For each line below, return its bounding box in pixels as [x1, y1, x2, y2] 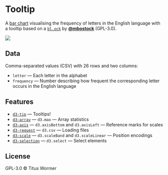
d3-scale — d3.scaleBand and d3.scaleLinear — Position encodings [12, 132, 153, 138]
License [5, 152, 31, 160]
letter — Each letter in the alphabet [12, 72, 87, 78]
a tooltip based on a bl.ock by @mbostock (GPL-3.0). [5, 25, 117, 31]
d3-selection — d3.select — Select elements [12, 137, 107, 143]
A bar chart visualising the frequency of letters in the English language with [5, 20, 160, 26]
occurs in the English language [12, 83, 77, 89]
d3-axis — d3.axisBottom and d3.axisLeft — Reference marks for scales [12, 121, 163, 127]
